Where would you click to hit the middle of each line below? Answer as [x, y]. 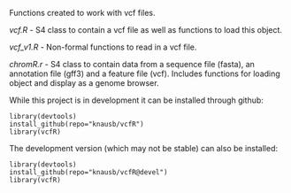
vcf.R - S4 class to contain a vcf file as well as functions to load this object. [146, 30]
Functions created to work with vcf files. [83, 13]
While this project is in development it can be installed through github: [136, 100]
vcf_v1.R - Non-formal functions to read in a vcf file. [103, 47]
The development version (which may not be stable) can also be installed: [144, 148]
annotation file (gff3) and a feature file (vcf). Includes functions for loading [145, 73]
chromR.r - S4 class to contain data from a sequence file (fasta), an [132, 64]
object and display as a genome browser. [84, 83]
